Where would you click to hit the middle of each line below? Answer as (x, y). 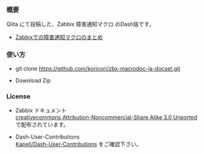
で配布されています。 (42, 125)
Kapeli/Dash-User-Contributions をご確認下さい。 (78, 144)
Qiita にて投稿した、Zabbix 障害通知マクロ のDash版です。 (80, 24)
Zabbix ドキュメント (41, 110)
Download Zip (33, 80)
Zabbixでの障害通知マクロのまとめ (59, 37)
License (18, 96)
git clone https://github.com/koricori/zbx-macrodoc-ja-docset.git (98, 68)
